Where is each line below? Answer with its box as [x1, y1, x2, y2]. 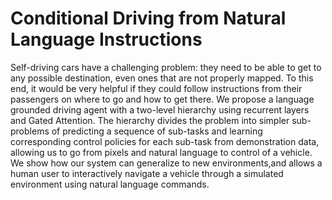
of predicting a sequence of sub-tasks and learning [51, 125, 263, 137]
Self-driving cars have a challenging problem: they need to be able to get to [10, 61, 322, 73]
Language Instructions [10, 28, 203, 51]
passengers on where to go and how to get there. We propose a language [10, 93, 315, 105]
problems [10, 125, 50, 137]
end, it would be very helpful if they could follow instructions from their [10, 82, 303, 94]
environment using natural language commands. [10, 178, 210, 190]
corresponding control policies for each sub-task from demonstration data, [10, 135, 320, 147]
